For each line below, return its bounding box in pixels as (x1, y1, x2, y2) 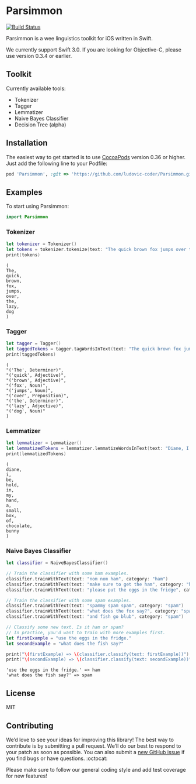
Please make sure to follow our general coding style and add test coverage (6, 766, 186, 773)
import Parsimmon (6, 214, 48, 220)
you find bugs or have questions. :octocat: (6, 755, 108, 762)
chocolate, (6, 522, 33, 529)
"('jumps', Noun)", (6, 387, 54, 393)
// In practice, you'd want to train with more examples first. (6, 630, 166, 635)
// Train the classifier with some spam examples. (6, 597, 132, 603)
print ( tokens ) (6, 252, 41, 258)
